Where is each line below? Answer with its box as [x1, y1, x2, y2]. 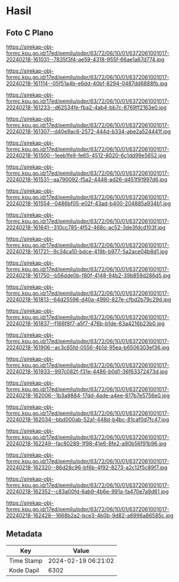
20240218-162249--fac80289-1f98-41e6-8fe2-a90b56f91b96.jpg [6, 440, 167, 447]
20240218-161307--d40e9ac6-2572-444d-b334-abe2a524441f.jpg [6, 128, 171, 135]
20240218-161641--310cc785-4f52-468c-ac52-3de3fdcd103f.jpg [6, 224, 166, 231]
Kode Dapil [9, 566, 39, 574]
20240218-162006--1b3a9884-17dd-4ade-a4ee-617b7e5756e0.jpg [6, 392, 170, 399]
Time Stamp [9, 557, 43, 565]
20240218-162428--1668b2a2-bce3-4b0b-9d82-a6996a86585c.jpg [6, 512, 174, 519]
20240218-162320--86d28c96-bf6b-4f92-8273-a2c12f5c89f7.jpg [6, 464, 168, 471]
